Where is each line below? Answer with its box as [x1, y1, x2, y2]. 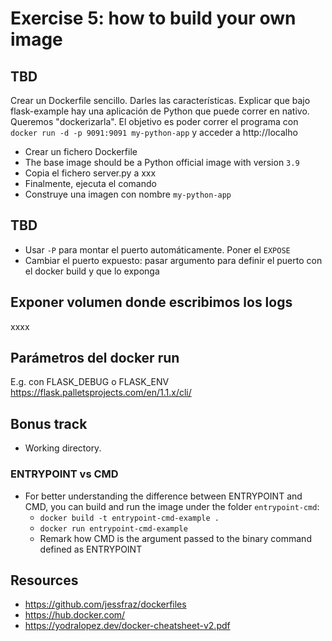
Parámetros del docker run [10, 350, 180, 367]
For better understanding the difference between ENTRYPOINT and [24, 490, 303, 502]
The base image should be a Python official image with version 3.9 [24, 157, 300, 168]
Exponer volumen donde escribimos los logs [10, 294, 293, 311]
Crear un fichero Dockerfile [24, 146, 138, 157]
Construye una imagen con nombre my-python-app [24, 188, 232, 200]
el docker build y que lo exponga [24, 265, 160, 277]
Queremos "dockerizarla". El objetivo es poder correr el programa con [10, 116, 299, 127]
